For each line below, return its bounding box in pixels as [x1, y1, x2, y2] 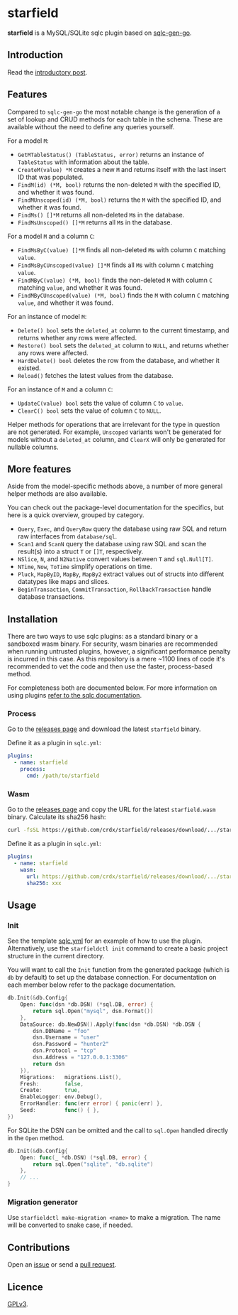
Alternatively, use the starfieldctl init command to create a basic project [7, 944, 228, 953]
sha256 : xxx [25, 880, 62, 887]
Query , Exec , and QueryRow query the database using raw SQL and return [17, 524, 227, 534]
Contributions [7, 1241, 70, 1253]
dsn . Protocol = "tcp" [33, 1047, 97, 1054]
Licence [7, 1281, 44, 1293]
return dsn [33, 1060, 65, 1067]
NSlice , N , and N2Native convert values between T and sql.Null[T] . [17, 555, 214, 563]
